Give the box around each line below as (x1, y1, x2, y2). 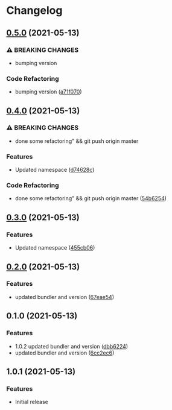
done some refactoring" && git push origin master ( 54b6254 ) (14, 195, 167, 202)
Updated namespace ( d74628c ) (14, 166, 95, 174)
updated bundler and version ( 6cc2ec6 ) (14, 349, 115, 356)
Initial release (14, 399, 48, 406)
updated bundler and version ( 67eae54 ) (14, 293, 115, 300)
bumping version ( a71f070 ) (14, 88, 83, 95)
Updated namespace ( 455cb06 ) (14, 244, 95, 251)
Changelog (6, 4, 63, 17)
